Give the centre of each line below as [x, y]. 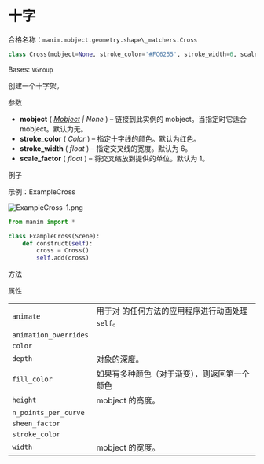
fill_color [32, 379]
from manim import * [42, 222]
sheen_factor [37, 424]
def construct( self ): [57, 243]
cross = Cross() [63, 251]
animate [26, 317]
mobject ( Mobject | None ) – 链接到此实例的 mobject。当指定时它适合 [133, 119]
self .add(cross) [63, 258]
